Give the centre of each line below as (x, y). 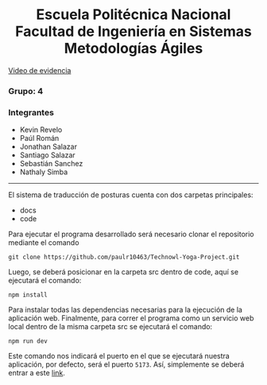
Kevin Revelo (41, 130)
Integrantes (31, 112)
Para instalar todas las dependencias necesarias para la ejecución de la (125, 310)
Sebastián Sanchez (51, 164)
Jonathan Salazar (48, 147)
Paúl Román (39, 138)
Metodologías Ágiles (133, 49)
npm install (28, 295)
